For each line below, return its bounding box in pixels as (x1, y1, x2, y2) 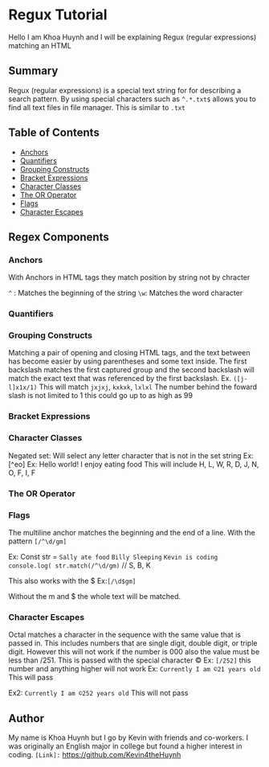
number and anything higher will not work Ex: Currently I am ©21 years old (8, 664, 261, 674)
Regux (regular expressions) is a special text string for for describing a (8, 85, 242, 95)
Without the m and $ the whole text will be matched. (8, 591, 181, 601)
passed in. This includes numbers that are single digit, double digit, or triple (8, 638, 258, 648)
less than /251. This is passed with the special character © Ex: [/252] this (8, 655, 251, 665)
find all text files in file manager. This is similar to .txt (8, 102, 186, 112)
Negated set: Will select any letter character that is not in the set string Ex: (8, 450, 255, 460)
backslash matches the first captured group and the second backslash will (8, 365, 255, 375)
